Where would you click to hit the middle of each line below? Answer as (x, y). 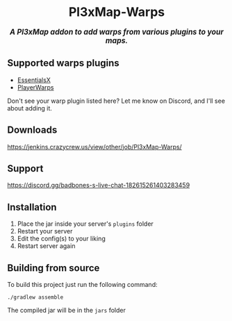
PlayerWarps (35, 87)
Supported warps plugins (63, 63)
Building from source (53, 268)
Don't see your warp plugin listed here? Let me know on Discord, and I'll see (116, 101)
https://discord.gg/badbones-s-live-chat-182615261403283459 (99, 186)
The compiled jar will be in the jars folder (67, 310)
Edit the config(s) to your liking (61, 239)
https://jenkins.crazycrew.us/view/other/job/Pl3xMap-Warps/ (94, 147)
